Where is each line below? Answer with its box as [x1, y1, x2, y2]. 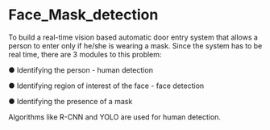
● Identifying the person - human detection [8, 65, 153, 74]
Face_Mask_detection [8, 6, 159, 24]
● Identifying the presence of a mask [8, 96, 133, 106]
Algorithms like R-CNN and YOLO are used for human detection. [8, 111, 222, 122]
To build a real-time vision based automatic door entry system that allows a [8, 32, 258, 42]
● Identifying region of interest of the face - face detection [8, 81, 205, 90]
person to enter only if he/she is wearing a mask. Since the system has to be [8, 40, 263, 50]
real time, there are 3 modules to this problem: [8, 49, 162, 59]
